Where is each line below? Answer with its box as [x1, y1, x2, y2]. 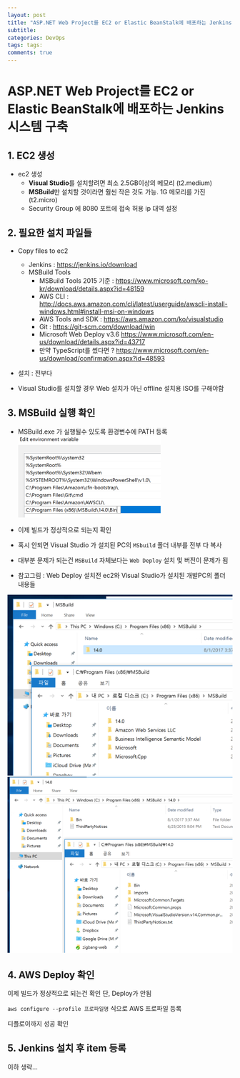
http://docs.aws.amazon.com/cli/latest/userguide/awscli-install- [39, 299, 228, 308]
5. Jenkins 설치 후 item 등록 [7, 1042, 126, 1054]
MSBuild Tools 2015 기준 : [39, 276, 114, 285]
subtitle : [7, 26, 37, 34]
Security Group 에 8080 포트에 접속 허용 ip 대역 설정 [28, 204, 178, 212]
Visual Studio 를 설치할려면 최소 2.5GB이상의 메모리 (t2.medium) [28, 179, 213, 187]
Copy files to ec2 [17, 246, 69, 255]
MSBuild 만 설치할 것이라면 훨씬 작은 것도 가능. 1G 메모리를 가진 [28, 188, 206, 196]
